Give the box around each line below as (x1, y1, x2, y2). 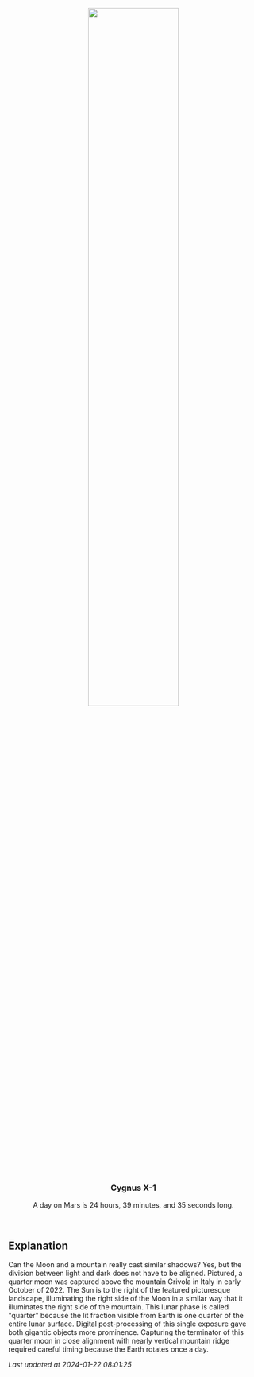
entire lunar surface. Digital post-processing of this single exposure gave (8, 1319, 247, 1328)
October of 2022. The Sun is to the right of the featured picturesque (8, 1286, 231, 1295)
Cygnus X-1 (110, 1182, 156, 1193)
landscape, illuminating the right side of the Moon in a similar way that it (8, 1293, 244, 1304)
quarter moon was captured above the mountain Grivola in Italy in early (8, 1277, 241, 1286)
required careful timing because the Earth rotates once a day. (8, 1344, 209, 1354)
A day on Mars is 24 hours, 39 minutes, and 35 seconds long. (33, 1200, 234, 1210)
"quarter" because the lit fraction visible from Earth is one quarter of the (8, 1311, 244, 1321)
